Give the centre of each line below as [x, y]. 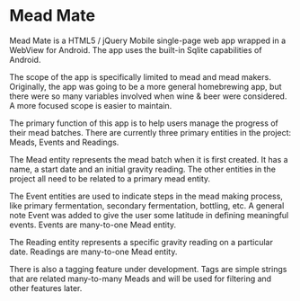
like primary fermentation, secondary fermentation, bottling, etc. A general [147, 205]
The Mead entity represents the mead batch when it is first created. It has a [149, 159]
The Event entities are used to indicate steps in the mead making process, [146, 196]
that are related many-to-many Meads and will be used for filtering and [141, 279]
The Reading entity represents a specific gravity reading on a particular [141, 242]
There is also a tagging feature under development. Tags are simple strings [148, 269]
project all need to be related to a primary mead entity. [110, 178]
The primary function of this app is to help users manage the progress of [144, 123]
